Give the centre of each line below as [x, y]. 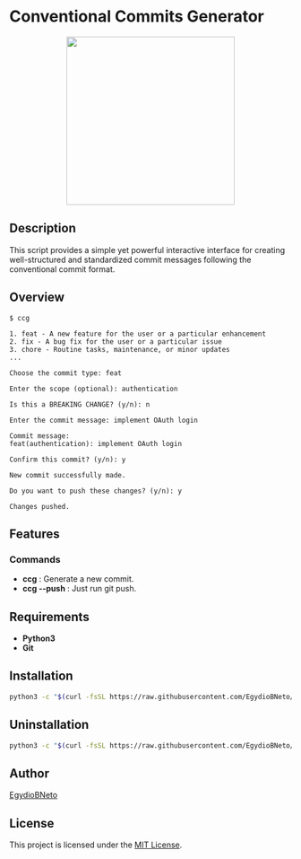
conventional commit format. [62, 269]
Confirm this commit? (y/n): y [68, 460]
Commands [35, 559]
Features [34, 534]
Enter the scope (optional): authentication [94, 389]
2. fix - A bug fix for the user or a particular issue [116, 342]
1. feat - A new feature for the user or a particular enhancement [138, 334]
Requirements [49, 617]
